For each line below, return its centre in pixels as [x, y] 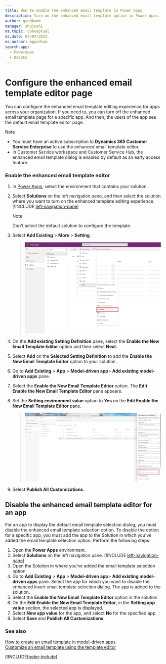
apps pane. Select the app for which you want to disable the [88, 581]
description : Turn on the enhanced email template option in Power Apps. [83, 16]
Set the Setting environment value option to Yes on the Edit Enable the [85, 400]
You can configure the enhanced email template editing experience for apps [83, 107]
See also [16, 631]
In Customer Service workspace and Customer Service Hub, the [78, 152]
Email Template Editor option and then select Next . [65, 346]
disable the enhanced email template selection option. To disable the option [82, 530]
